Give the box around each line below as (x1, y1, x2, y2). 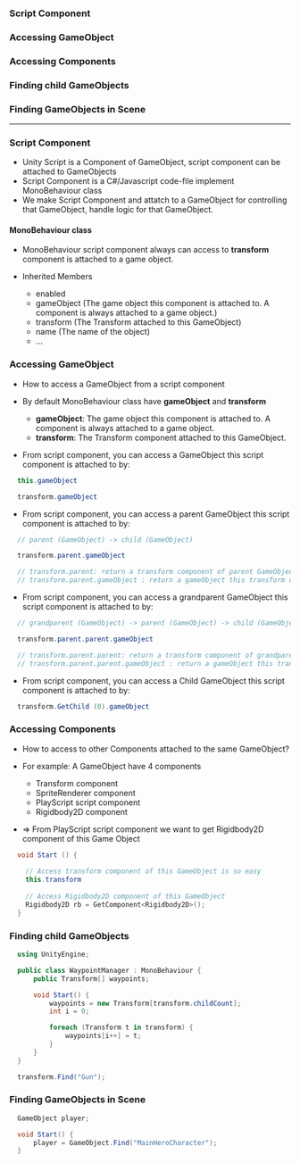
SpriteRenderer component (35, 787, 136, 798)
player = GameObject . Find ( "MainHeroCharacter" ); (32, 1138, 218, 1147)
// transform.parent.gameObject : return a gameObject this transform (17, 576, 286, 585)
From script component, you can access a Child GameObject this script (21, 675, 286, 685)
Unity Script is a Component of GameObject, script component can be (21, 157, 281, 168)
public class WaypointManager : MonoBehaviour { (17, 966, 202, 975)
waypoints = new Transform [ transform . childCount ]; (48, 999, 242, 1008)
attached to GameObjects (21, 166, 117, 177)
